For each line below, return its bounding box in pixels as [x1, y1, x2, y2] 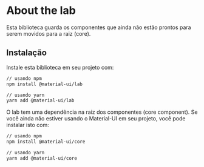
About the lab [6, 4, 76, 18]
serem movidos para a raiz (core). [6, 30, 91, 37]
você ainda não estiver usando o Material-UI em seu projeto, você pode [6, 115, 186, 122]
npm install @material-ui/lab [6, 81, 83, 87]
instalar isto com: [6, 122, 50, 129]
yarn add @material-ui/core [6, 155, 78, 161]
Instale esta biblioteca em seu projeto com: [6, 64, 114, 71]
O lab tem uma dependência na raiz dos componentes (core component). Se [6, 108, 198, 116]
